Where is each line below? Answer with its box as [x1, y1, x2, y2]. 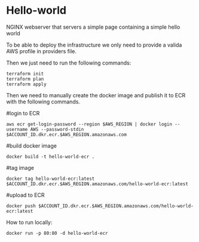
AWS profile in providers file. [6, 47, 76, 54]
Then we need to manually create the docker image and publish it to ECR [6, 91, 186, 99]
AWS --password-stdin [30, 126, 84, 132]
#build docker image [6, 142, 57, 149]
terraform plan [6, 76, 44, 82]
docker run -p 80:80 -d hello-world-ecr [6, 230, 109, 236]
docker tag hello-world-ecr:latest [6, 176, 95, 182]
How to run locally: [6, 219, 53, 226]
